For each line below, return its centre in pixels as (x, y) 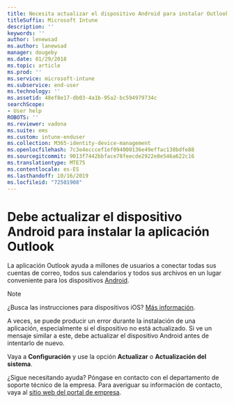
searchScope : (26, 105)
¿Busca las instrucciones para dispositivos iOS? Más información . (101, 307)
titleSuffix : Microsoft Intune (53, 20)
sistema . (20, 364)
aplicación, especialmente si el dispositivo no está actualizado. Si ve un (110, 328)
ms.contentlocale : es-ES (43, 169)
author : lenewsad (32, 40)
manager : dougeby (32, 53)
